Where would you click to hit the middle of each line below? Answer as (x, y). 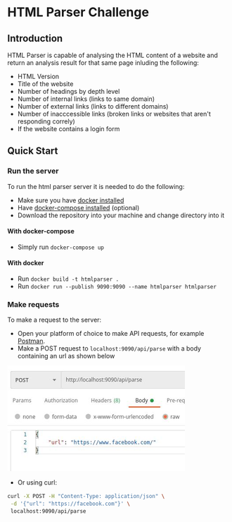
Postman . (31, 341)
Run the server (33, 171)
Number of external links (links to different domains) (93, 106)
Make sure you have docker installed (71, 200)
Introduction (35, 38)
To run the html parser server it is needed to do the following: (96, 186)
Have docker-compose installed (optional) (78, 207)
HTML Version (38, 76)
